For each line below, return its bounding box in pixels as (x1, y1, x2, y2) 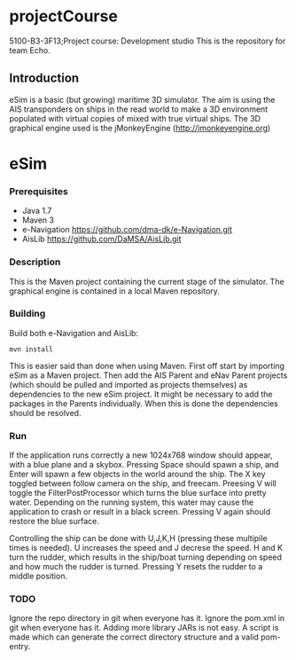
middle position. (9, 570, 68, 582)
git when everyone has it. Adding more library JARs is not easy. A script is (9, 623, 279, 633)
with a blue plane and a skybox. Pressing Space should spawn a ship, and (9, 460, 279, 470)
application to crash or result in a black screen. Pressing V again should (9, 507, 271, 517)
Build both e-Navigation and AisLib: (9, 327, 139, 338)
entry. (9, 641, 31, 652)
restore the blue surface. (9, 516, 100, 527)
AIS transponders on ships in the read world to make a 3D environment (9, 104, 269, 114)
